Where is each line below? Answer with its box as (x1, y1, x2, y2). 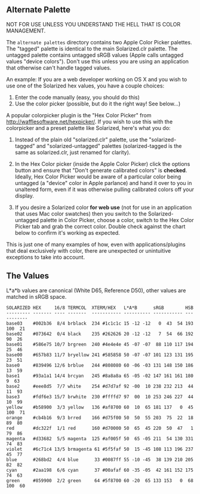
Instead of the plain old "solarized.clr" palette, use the (14, 136, 148, 143)
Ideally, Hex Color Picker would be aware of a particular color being (14, 173, 181, 180)
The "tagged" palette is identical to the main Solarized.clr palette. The (6, 45, 178, 52)
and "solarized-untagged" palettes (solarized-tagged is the (36, 142, 182, 149)
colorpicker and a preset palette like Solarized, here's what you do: (6, 124, 171, 131)
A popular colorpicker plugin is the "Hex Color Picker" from (6, 111, 152, 119)
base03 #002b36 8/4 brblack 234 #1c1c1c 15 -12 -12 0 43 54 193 (6, 320, 194, 326)
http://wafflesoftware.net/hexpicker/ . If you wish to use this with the (6, 118, 173, 125)
